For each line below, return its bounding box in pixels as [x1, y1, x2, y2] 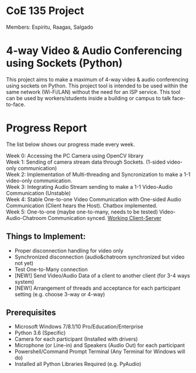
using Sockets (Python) [6, 57, 123, 70]
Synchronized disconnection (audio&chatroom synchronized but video [14, 253, 185, 260]
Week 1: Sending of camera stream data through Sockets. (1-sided [6, 158, 166, 165]
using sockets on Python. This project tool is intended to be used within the [6, 82, 188, 89]
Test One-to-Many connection [14, 266, 88, 273]
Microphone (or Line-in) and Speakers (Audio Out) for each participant [14, 342, 185, 349]
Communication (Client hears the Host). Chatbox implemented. [6, 202, 158, 209]
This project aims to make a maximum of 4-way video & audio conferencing [6, 76, 188, 83]
